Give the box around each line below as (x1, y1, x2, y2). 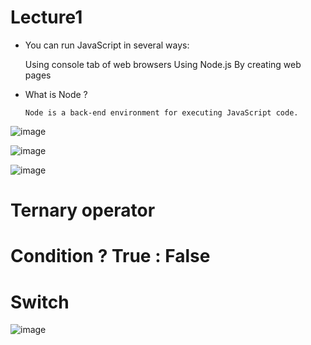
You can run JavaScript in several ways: (24, 39, 190, 51)
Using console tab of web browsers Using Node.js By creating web (24, 58, 302, 70)
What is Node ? (24, 88, 88, 100)
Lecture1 (10, 6, 83, 29)
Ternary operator (10, 199, 156, 222)
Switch (10, 291, 70, 313)
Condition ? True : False (10, 245, 211, 268)
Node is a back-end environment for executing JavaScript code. (24, 107, 299, 118)
